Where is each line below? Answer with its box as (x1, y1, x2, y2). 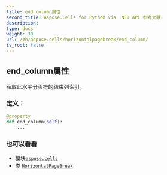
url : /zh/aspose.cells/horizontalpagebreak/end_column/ (6, 37, 148, 43)
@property (6, 113, 31, 119)
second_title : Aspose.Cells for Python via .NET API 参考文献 (6, 14, 161, 20)
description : (6, 20, 39, 26)
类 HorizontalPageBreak (14, 162, 73, 169)
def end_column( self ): (6, 119, 63, 125)
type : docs (6, 25, 34, 32)
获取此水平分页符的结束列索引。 (6, 83, 85, 90)
